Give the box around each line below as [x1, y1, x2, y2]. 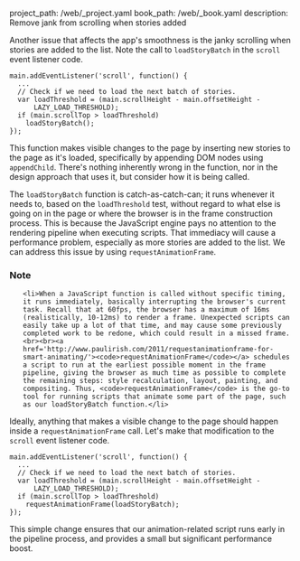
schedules [252, 352, 291, 362]
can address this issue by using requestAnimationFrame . [9, 247, 217, 257]
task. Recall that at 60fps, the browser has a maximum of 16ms [22, 305, 270, 314]
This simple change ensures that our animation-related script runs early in [9, 524, 286, 535]
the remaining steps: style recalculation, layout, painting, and [22, 377, 278, 386]
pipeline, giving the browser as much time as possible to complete [22, 369, 286, 378]
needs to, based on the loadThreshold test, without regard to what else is [9, 199, 281, 209]
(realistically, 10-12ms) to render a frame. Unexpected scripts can [22, 313, 291, 323]
